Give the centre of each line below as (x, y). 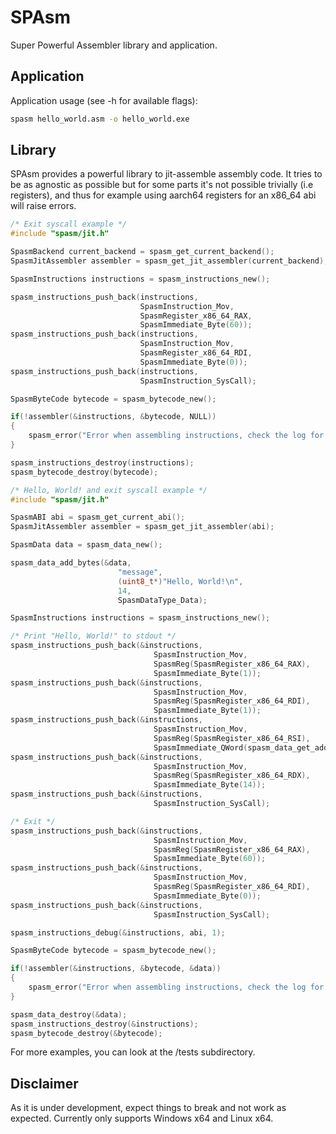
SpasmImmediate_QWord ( (200, 747)
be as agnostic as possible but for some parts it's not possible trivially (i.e (162, 185)
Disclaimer (44, 1083)
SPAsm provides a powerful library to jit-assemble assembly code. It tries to (166, 174)
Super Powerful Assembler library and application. (114, 45)
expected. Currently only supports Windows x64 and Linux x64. (142, 1118)
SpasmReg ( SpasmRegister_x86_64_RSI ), (232, 738)
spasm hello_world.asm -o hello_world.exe (100, 119)
